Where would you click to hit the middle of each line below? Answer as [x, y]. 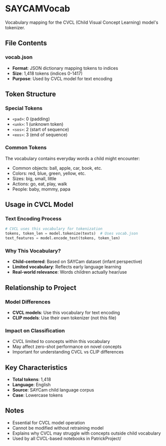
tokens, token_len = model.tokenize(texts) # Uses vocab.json [72, 234]
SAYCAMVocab [38, 9]
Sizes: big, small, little [34, 178]
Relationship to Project [41, 288]
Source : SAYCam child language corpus [53, 390]
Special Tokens [24, 108]
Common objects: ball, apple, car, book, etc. [57, 168]
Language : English [31, 385]
